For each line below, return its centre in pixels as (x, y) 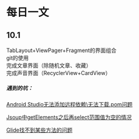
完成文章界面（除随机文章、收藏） (49, 65)
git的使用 (18, 58)
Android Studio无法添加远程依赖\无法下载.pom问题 (69, 104)
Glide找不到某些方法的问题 (39, 130)
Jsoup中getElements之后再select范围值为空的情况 (69, 117)
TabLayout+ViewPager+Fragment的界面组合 (61, 50)
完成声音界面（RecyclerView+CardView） (59, 73)
